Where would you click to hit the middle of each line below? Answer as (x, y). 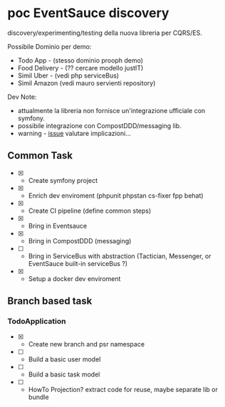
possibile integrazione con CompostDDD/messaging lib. (99, 125)
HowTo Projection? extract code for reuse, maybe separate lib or (123, 390)
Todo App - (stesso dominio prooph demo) (80, 60)
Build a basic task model (64, 374)
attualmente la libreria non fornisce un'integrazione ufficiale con (111, 110)
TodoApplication (37, 322)
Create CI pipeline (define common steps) (90, 211)
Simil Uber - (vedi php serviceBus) (68, 75)
